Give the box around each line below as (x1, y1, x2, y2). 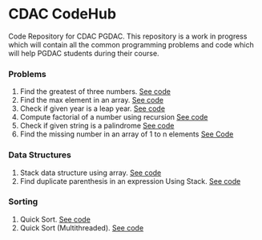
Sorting (8, 196, 38, 207)
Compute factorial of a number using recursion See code (19, 112, 208, 122)
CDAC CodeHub (8, 5, 117, 23)
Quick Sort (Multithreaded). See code (19, 222, 144, 233)
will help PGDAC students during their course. (8, 48, 159, 58)
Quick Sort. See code (19, 214, 91, 224)
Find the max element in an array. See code (19, 96, 164, 105)
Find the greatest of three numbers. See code (19, 87, 171, 96)
